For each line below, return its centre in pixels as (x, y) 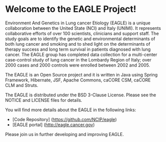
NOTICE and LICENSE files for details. (44, 100)
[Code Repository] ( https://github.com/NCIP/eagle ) (64, 119)
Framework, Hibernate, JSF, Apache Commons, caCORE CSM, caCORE (78, 80)
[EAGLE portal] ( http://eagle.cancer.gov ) (54, 125)
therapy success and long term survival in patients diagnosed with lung (78, 49)
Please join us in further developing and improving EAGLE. (64, 134)
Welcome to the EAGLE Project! (71, 9)
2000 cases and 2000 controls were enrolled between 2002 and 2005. (78, 65)
